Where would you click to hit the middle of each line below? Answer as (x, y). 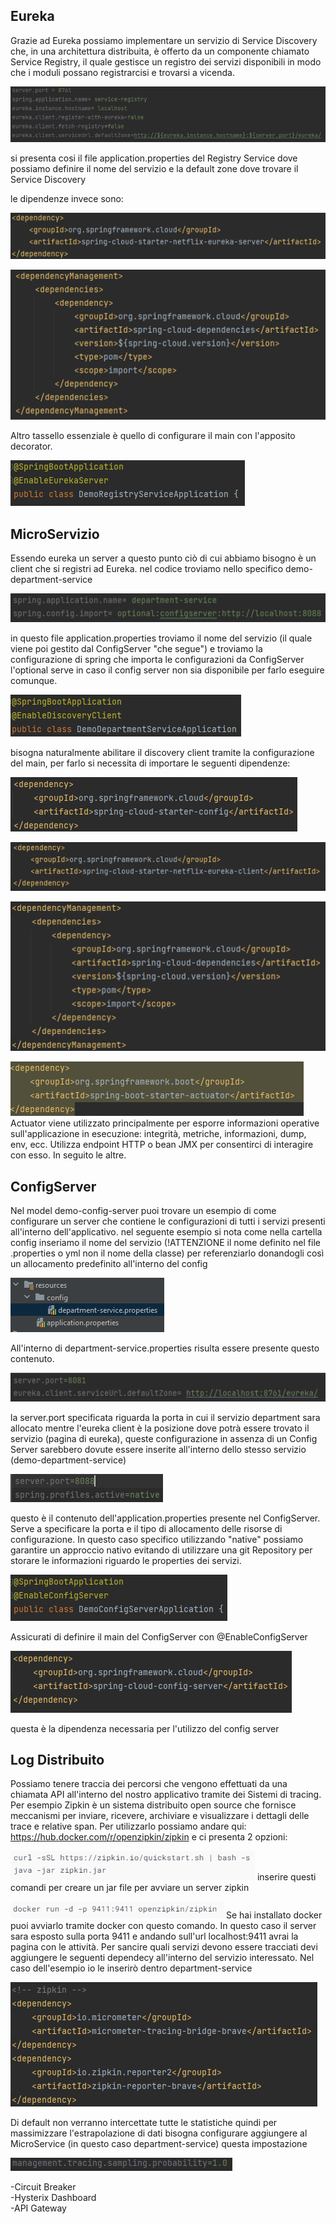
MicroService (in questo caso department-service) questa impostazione (159, 2144)
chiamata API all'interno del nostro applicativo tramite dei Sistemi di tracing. (166, 1795)
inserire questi (286, 1877)
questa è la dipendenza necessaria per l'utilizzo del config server (145, 1728)
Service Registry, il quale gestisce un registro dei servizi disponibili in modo (166, 61)
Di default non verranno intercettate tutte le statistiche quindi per (144, 2123)
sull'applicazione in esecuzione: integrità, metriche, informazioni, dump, (158, 1134)
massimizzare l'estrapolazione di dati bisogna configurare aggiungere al (159, 2133)
